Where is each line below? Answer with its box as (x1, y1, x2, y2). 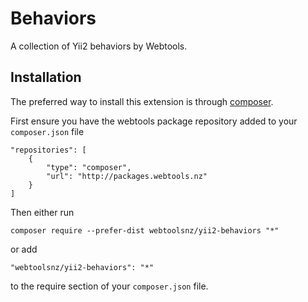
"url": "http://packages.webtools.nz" (46, 171, 208, 181)
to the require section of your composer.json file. (10, 280, 209, 292)
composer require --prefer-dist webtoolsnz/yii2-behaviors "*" (10, 225, 280, 236)
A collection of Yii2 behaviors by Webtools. (10, 40, 188, 52)
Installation (10, 69, 82, 86)
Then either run (10, 206, 75, 218)
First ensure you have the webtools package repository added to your (10, 115, 298, 127)
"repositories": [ (10, 145, 87, 155)
